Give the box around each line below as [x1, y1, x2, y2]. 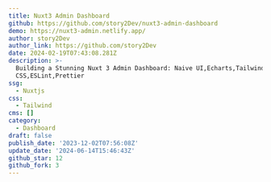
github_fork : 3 [8, 162, 60, 170]
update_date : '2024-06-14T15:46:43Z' [8, 147, 135, 155]
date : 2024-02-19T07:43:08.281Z [8, 49, 117, 57]
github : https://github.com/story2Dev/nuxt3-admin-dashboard [8, 19, 219, 27]
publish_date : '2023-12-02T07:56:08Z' [8, 139, 139, 147]
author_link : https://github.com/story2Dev [8, 42, 157, 50]
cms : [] [8, 110, 35, 118]
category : [8, 117, 42, 125]
